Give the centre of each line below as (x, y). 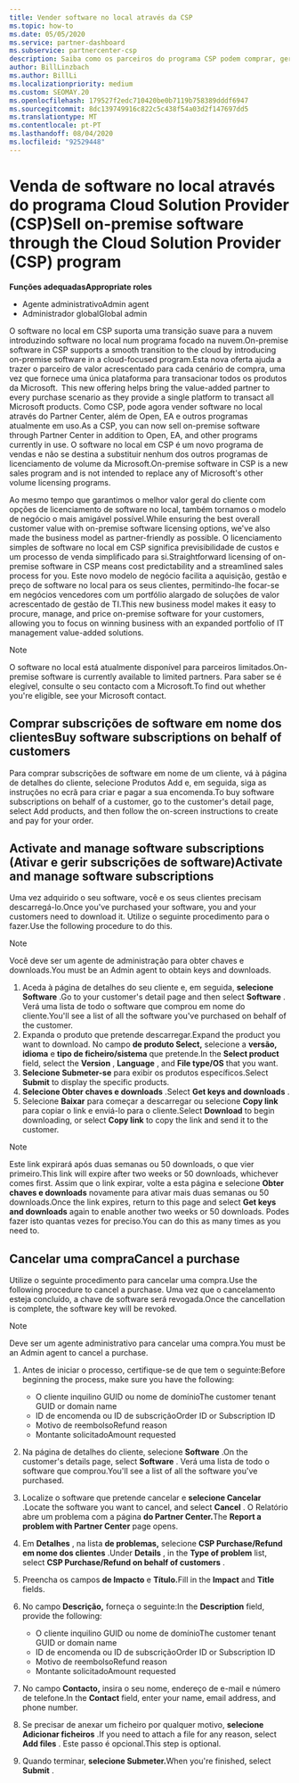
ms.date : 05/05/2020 (48, 34)
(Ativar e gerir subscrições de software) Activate (146, 862)
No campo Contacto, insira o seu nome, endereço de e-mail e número (151, 1688)
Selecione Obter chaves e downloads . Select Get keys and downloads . (156, 1092)
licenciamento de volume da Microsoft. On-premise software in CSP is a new (149, 463)
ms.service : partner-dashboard (67, 42)
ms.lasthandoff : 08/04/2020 (61, 134)
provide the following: (62, 1616)
